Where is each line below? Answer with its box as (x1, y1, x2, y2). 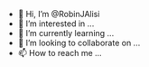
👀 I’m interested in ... (17, 18, 95, 29)
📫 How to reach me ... (17, 48, 102, 58)
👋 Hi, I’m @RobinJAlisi (17, 9, 100, 19)
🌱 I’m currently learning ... (17, 28, 115, 38)
